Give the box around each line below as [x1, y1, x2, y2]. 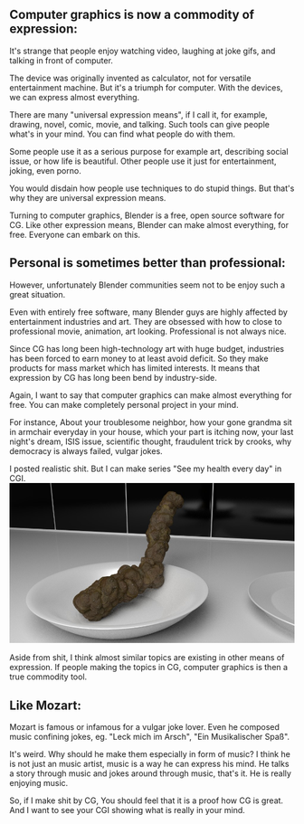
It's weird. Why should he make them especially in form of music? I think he [9, 748, 291, 759]
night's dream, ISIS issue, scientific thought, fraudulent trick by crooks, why [9, 436, 292, 447]
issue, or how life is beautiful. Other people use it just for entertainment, [9, 156, 277, 166]
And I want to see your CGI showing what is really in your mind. [9, 804, 246, 815]
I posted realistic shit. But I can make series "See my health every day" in [9, 463, 282, 474]
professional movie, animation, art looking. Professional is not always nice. [9, 326, 287, 336]
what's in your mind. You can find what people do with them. [9, 128, 236, 139]
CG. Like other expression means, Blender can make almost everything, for [9, 219, 290, 230]
